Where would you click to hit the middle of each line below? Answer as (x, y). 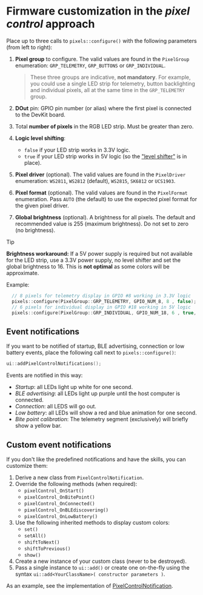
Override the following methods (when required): (76, 484)
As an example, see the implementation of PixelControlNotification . (90, 585)
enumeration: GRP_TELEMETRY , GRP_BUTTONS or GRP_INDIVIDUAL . (90, 65)
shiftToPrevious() (47, 549)
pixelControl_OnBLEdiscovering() (66, 510)
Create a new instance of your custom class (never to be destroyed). (101, 561)
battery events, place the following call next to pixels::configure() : (91, 353)
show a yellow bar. (38, 426)
